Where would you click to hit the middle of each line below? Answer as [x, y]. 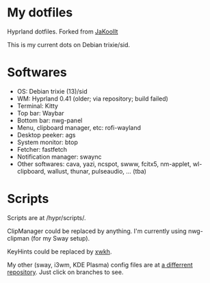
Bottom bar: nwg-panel [50, 120]
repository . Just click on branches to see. [65, 272]
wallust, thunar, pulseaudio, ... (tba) [97, 171]
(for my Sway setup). [60, 238]
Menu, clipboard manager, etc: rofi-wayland [79, 127]
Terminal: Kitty [37, 106]
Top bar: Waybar [40, 113]
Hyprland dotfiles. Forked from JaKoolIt [63, 31]
